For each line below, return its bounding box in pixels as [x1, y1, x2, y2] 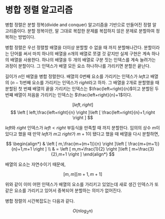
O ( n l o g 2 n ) [72, 208, 93, 215]
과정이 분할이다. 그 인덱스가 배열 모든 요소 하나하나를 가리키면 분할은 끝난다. [5, 63, 151, 69]
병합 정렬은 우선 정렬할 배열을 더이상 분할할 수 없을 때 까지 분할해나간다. [5, 44, 143, 50]
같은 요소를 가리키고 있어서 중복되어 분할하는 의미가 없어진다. [5, 188, 122, 193]
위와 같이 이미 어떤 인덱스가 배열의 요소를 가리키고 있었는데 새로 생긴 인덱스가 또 [5, 181, 159, 187]
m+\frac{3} [131, 146, 154, 152]
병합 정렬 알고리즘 [5, 4, 73, 16]
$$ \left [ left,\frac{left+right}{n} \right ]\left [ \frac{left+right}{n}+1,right [10, 109, 155, 115]
